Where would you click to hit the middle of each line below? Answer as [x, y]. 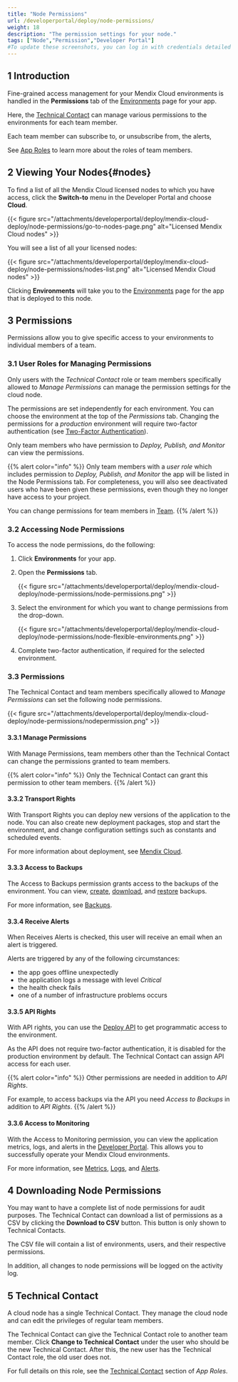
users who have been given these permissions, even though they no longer [118, 489]
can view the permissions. [46, 452]
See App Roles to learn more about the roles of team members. [100, 150]
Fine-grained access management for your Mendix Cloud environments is [116, 93]
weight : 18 [24, 27]
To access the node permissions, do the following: [81, 545]
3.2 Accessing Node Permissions [66, 529]
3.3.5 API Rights [32, 1011]
